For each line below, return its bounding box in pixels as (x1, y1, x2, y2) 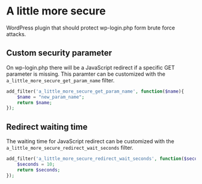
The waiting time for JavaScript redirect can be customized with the (6, 138, 174, 145)
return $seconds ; (17, 167, 61, 173)
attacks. (6, 30, 26, 37)
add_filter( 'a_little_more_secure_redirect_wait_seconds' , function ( (6, 156, 185, 162)
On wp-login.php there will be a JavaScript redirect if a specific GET (6, 64, 176, 71)
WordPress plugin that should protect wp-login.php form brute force (6, 24, 176, 31)
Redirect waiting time (6, 121, 88, 132)
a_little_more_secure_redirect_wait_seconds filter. (6, 144, 133, 152)
